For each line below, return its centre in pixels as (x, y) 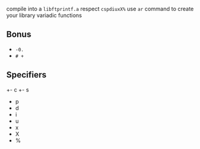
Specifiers (27, 75)
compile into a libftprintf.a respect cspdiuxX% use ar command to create (100, 9)
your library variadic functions (44, 15)
